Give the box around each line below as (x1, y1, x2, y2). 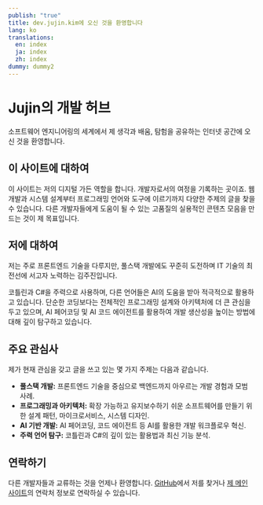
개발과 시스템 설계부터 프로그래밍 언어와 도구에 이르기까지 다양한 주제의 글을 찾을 (8, 194, 256, 203)
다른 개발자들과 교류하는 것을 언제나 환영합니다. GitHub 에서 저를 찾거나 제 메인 (8, 477, 249, 488)
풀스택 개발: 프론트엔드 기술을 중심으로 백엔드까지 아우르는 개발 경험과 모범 (19, 382, 249, 391)
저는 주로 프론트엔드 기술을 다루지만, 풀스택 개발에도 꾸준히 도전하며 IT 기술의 (8, 261, 245, 271)
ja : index (15, 48, 47, 56)
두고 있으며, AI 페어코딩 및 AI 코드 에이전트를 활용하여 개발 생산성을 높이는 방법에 (8, 308, 256, 317)
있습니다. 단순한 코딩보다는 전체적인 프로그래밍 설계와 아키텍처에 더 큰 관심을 (16, 297, 251, 307)
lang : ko (8, 26, 37, 34)
